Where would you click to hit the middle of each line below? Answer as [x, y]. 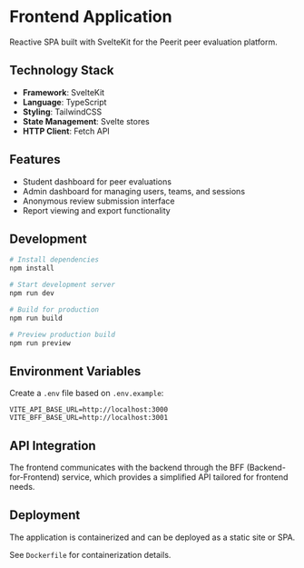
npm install [32, 269]
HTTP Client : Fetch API [66, 131]
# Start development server [63, 285]
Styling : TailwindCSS [62, 112]
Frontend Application [91, 17]
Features [35, 159]
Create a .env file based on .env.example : [87, 394]
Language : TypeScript [64, 102]
